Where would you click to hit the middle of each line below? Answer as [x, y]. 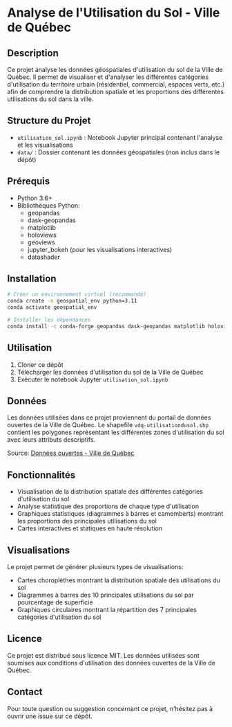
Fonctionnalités [41, 475]
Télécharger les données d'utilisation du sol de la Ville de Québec [110, 372]
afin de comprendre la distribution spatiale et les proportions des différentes [116, 92]
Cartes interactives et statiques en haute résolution [90, 528]
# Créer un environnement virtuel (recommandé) [77, 295]
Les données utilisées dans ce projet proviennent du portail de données [109, 418]
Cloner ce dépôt [40, 364]
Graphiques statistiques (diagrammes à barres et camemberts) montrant [120, 514]
